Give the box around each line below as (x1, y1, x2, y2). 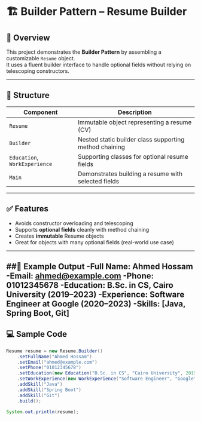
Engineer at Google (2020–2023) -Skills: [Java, (6, 299, 186, 309)
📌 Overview (6, 32, 50, 42)
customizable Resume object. (6, 55, 75, 62)
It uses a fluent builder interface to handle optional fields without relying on (6, 61, 191, 68)
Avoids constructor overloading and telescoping (14, 219, 133, 227)
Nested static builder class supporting (77, 135, 185, 143)
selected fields (77, 177, 120, 185)
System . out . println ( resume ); (6, 408, 79, 415)
